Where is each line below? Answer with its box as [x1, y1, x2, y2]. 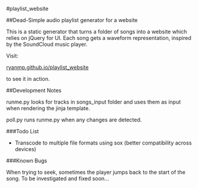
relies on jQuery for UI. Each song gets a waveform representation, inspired [6, 35, 192, 41]
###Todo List [6, 128, 39, 134]
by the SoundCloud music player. [6, 41, 88, 48]
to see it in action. [6, 76, 50, 82]
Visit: [6, 52, 19, 59]
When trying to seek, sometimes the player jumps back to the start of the [6, 169, 186, 176]
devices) [14, 146, 37, 152]
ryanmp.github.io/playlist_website [6, 64, 89, 71]
